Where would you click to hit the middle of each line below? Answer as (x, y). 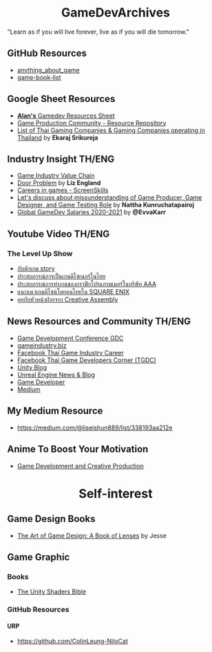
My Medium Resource (55, 411)
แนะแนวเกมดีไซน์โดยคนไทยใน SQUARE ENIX (73, 292)
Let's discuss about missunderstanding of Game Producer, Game (109, 198)
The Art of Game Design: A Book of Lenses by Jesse (92, 536)
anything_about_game (49, 70)
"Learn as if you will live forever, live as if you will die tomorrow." (98, 32)
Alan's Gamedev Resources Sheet (66, 116)
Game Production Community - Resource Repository (92, 123)
